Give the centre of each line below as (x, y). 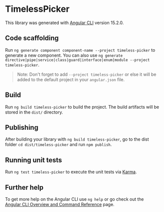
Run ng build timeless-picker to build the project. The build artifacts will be (82, 107)
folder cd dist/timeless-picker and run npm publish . (59, 145)
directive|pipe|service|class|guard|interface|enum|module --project (78, 60)
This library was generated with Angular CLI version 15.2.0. (64, 23)
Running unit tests (34, 160)
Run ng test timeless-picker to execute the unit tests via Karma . (71, 172)
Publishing (22, 127)
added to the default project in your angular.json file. (71, 79)
